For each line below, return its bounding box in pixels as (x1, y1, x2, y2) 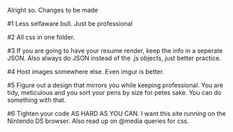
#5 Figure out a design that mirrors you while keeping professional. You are (7, 81, 223, 89)
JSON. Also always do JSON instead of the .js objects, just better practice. (7, 54, 221, 62)
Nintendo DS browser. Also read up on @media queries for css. (7, 117, 190, 125)
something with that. (7, 96, 66, 104)
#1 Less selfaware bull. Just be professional (7, 20, 133, 27)
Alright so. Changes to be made (7, 6, 99, 14)
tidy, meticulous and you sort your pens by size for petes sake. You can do (7, 89, 222, 96)
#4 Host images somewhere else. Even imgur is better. (7, 68, 165, 75)
